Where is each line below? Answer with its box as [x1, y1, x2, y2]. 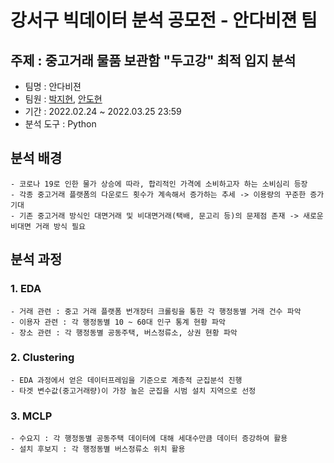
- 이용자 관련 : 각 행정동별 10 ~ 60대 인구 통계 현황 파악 [10, 317, 226, 327]
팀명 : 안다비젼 [24, 81, 82, 92]
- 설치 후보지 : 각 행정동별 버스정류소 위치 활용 [10, 444, 186, 455]
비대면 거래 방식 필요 [10, 221, 86, 231]
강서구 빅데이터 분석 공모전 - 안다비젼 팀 [10, 9, 318, 32]
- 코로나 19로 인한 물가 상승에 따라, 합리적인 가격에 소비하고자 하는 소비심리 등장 [10, 179, 308, 189]
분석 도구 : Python [24, 118, 97, 130]
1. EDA [10, 282, 42, 296]
